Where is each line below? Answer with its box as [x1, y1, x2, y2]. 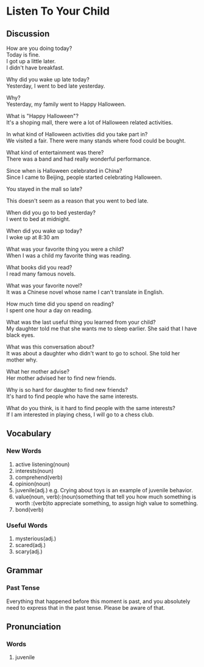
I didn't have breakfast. [6, 64, 65, 71]
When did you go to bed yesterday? [6, 209, 96, 216]
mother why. [6, 356, 38, 363]
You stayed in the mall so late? [6, 186, 83, 192]
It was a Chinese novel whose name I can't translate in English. [6, 288, 164, 296]
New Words [6, 447, 41, 455]
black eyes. [6, 332, 35, 338]
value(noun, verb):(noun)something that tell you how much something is [15, 493, 197, 500]
